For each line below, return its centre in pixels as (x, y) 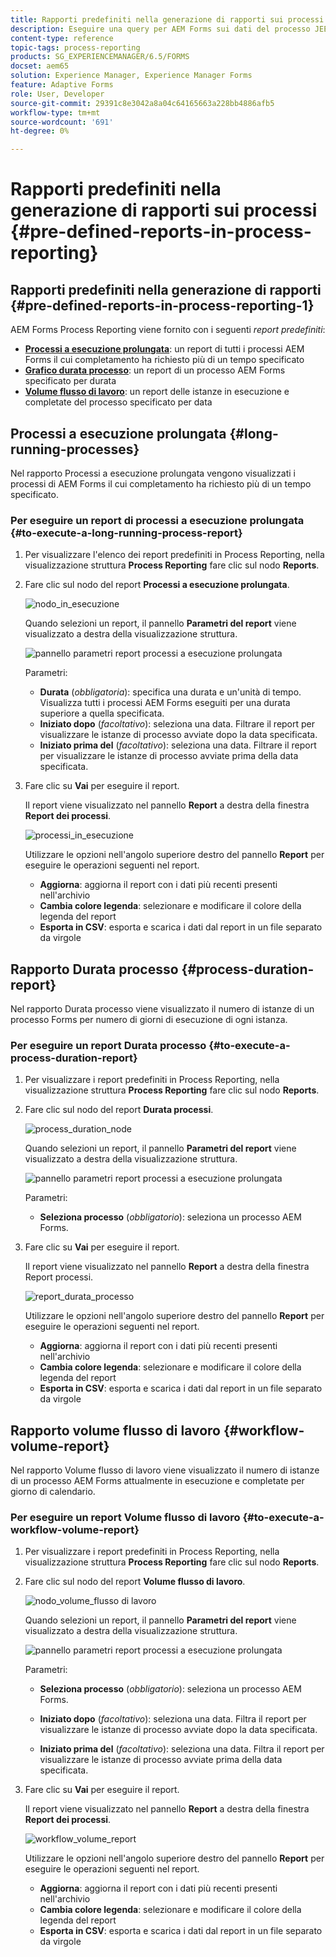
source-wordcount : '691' (62, 122)
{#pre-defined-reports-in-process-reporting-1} (162, 305)
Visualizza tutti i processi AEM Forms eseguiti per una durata (165, 703)
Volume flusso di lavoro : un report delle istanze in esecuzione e (157, 392)
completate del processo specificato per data (118, 402)
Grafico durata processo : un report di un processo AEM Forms (155, 370)
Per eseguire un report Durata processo (108, 1045)
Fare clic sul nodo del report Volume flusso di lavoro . (135, 1582)
